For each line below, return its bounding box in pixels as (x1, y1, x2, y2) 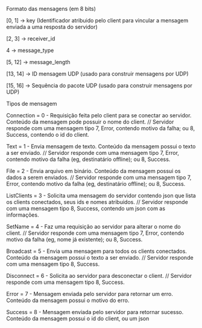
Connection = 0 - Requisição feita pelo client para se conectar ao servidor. (6, 112, 192, 119)
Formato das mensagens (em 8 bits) (6, 5, 96, 12)
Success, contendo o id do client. (6, 131, 89, 138)
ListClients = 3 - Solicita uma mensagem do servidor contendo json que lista (6, 192, 196, 199)
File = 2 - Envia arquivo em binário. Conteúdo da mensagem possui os (6, 168, 181, 174)
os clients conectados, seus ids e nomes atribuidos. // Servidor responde (6, 198, 188, 205)
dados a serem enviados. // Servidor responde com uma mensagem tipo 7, (6, 174, 192, 181)
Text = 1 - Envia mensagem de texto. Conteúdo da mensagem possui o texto (6, 143, 196, 150)
